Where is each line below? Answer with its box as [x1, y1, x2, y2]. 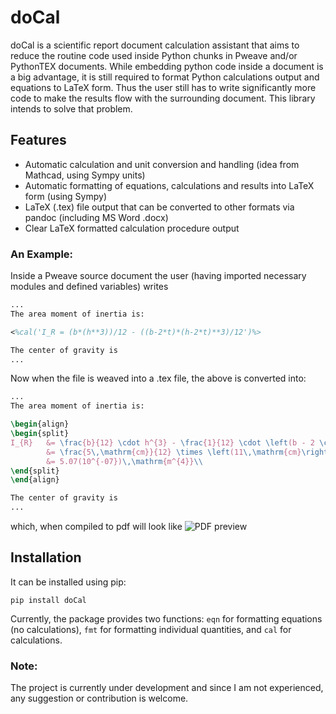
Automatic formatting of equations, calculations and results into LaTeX [24, 179, 315, 191]
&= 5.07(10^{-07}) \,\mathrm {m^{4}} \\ [46, 456, 203, 466]
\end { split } [10, 466, 60, 476]
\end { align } [10, 475, 60, 485]
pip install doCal [10, 595, 87, 605]
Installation [10, 549, 82, 566]
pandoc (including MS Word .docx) [24, 211, 169, 223]
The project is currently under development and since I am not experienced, [10, 682, 324, 694]
